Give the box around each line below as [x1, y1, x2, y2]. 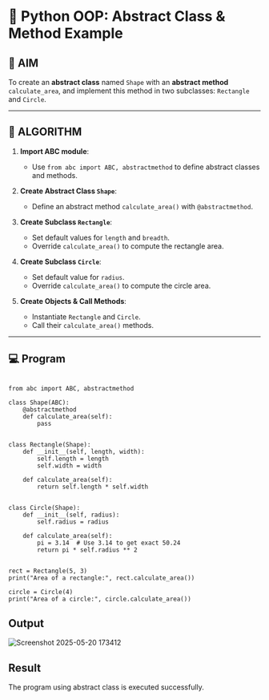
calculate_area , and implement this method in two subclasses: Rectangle [8, 86, 250, 95]
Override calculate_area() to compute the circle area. [31, 281, 211, 290]
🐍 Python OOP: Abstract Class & [8, 7, 226, 26]
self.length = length [37, 455, 110, 463]
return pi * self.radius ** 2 [37, 545, 138, 554]
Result [8, 661, 42, 674]
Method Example [8, 24, 123, 42]
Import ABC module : [19, 146, 90, 156]
